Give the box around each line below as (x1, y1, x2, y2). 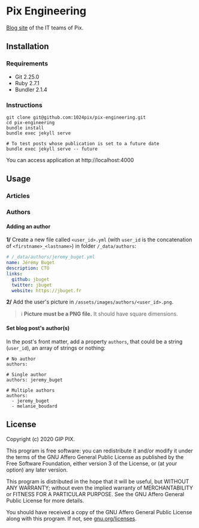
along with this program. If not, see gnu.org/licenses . (6, 515, 137, 522)
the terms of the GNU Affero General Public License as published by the (6, 453, 184, 460)
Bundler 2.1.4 (14, 86, 47, 93)
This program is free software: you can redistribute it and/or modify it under (6, 447, 193, 454)
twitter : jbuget (11, 282, 52, 288)
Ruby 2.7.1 (14, 79, 40, 86)
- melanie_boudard (11, 403, 58, 409)
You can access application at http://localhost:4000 (6, 156, 134, 163)
